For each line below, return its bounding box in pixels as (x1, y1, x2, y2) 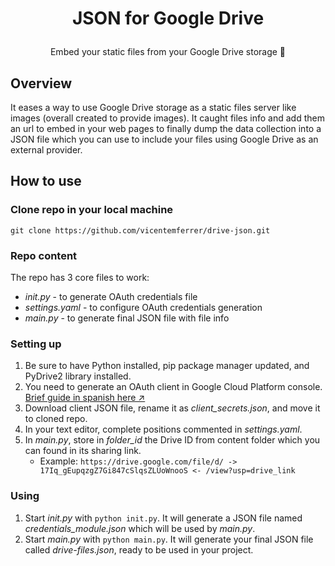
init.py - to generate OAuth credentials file (24, 290, 198, 302)
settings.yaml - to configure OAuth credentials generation (24, 301, 263, 313)
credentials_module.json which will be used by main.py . (24, 522, 256, 534)
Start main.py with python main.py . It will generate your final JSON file (24, 533, 314, 545)
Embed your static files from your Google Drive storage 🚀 (49, 46, 287, 58)
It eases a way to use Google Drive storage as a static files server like (10, 102, 297, 113)
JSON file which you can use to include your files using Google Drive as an (10, 133, 319, 145)
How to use (10, 173, 82, 190)
